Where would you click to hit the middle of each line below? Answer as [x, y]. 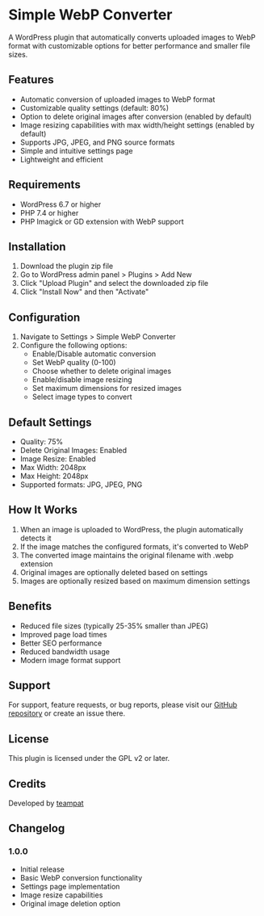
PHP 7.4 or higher [49, 212]
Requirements [44, 185]
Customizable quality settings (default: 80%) [94, 107]
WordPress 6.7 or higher [61, 204]
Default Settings [50, 422]
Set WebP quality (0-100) [74, 363]
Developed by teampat [46, 803]
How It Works [43, 510]
